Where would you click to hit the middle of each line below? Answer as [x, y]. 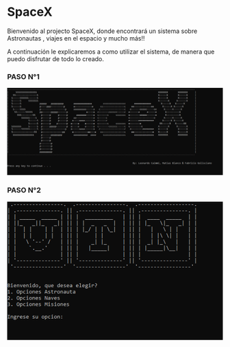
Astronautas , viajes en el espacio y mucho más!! [76, 38]
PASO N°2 [24, 190]
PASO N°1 [23, 76]
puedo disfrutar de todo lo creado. [56, 58]
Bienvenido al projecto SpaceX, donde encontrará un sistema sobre [102, 31]
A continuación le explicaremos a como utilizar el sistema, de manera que [111, 52]
